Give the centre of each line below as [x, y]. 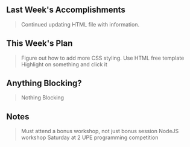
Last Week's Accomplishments [66, 10]
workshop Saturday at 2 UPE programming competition [90, 137]
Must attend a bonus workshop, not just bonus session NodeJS [100, 131]
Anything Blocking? [44, 83]
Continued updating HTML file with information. [80, 24]
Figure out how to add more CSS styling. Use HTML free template [103, 58]
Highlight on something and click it [64, 64]
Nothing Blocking [43, 98]
